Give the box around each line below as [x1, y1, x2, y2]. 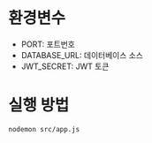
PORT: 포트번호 [20, 39, 76, 49]
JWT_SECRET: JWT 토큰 [20, 61, 110, 71]
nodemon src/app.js [8, 124, 80, 133]
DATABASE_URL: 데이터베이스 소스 [20, 49, 143, 60]
